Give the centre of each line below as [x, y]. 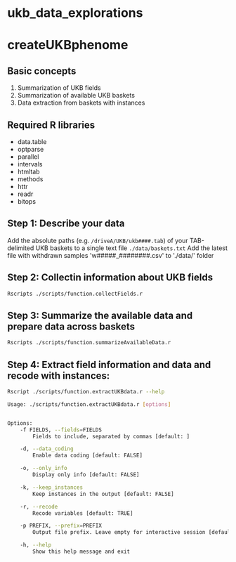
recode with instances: [59, 375]
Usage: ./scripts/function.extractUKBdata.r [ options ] [89, 404]
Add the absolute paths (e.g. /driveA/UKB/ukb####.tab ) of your [98, 240]
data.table [32, 142]
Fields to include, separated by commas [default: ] [111, 436]
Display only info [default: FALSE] [86, 475]
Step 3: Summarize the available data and [100, 315]
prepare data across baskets [71, 326]
